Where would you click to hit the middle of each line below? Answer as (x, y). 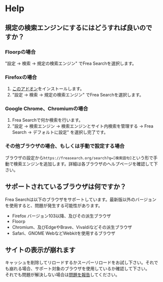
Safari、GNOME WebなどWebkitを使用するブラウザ (64, 233)
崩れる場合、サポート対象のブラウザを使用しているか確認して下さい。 (79, 269)
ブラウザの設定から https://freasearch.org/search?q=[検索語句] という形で (79, 158)
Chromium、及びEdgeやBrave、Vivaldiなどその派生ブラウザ (72, 227)
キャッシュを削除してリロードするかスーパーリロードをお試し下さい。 (75, 263)
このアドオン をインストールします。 (48, 89)
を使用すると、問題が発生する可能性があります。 (54, 206)
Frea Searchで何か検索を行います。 (47, 120)
